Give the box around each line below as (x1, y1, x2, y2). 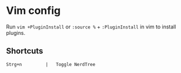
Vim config (6, 4, 61, 17)
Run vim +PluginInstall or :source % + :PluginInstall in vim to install (6, 23, 176, 30)
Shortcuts (6, 46, 43, 56)
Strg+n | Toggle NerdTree (6, 61, 95, 67)
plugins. (6, 29, 25, 36)
